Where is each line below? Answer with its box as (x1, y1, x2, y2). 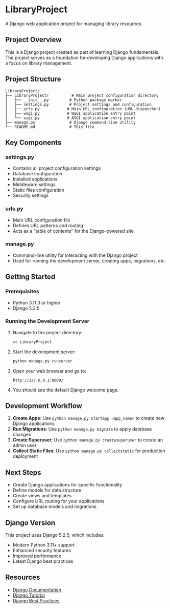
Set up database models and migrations (12, 503, 97, 510)
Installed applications (12, 176, 58, 182)
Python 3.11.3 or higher (12, 299, 61, 306)
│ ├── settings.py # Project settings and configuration (5, 101, 152, 107)
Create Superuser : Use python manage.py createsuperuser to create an (12, 437, 163, 443)
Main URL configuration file (12, 217, 70, 223)
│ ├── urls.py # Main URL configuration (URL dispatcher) (5, 106, 161, 111)
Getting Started (5, 273, 56, 281)
